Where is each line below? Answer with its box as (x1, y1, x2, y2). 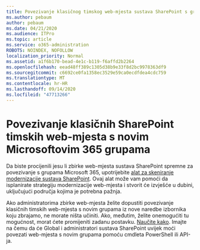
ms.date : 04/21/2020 (6, 25, 58, 32)
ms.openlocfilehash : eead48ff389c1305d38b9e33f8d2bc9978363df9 (6, 64, 167, 70)
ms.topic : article (6, 36, 52, 42)
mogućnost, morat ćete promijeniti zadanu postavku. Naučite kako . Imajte (6, 218, 187, 225)
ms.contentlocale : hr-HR (6, 81, 68, 87)
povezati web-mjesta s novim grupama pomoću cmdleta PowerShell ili (6, 230, 179, 238)
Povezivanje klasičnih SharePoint (6, 117, 174, 131)
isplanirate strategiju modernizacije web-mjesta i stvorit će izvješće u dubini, (6, 181, 195, 188)
